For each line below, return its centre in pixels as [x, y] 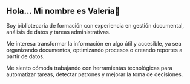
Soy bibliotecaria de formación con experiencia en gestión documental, [95, 25]
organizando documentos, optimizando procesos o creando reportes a [94, 50]
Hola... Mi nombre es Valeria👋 [63, 11]
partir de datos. [25, 56]
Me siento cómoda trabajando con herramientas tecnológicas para [89, 68]
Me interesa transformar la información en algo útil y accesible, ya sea [94, 43]
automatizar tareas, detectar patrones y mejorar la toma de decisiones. [95, 74]
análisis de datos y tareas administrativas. [58, 32]
